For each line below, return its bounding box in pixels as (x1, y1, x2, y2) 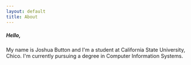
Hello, (6, 32, 21, 39)
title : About (6, 14, 38, 20)
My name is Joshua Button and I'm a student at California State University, (6, 46, 186, 53)
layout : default (6, 8, 46, 15)
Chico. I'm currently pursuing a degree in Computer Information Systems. (6, 53, 183, 60)
